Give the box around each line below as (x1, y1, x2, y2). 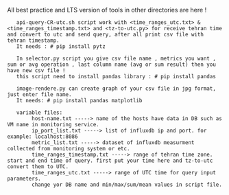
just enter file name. (7, 91, 72, 98)
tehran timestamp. (7, 37, 60, 44)
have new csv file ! (7, 67, 67, 74)
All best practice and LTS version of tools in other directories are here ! (7, 6, 207, 14)
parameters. (7, 175, 41, 182)
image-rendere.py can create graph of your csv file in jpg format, (16, 85, 216, 92)
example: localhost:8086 (7, 133, 78, 140)
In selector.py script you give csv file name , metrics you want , (16, 55, 216, 62)
